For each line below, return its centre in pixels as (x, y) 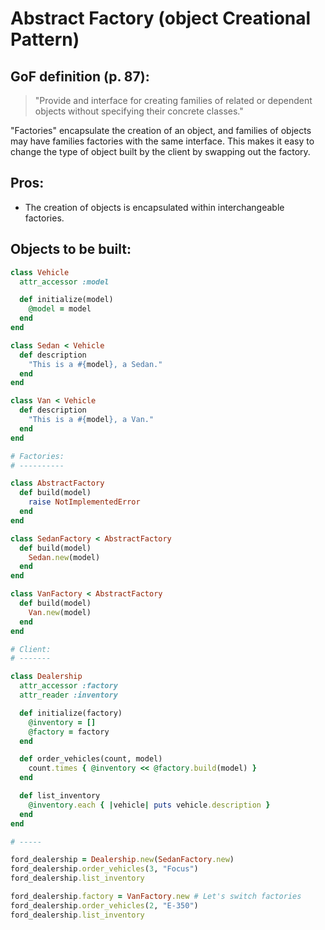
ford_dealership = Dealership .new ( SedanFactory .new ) (122, 860)
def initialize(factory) (71, 713)
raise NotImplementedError (84, 502)
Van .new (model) (60, 612)
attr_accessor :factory (68, 686)
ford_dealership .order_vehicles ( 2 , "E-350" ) (104, 905)
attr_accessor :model (64, 282)
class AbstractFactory (57, 483)
